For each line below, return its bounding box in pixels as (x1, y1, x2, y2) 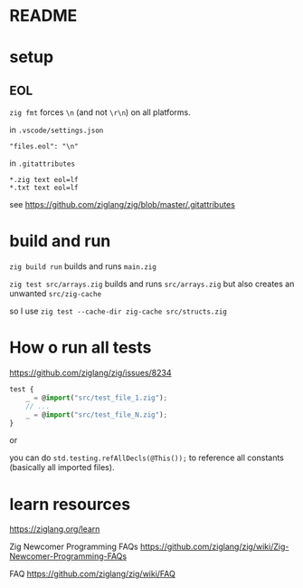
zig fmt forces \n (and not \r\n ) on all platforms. (9, 107, 192, 118)
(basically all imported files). (9, 462, 115, 473)
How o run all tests (9, 337, 152, 358)
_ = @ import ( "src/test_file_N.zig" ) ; (25, 410, 168, 419)
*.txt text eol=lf (9, 183, 79, 193)
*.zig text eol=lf (9, 176, 79, 185)
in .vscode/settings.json (9, 124, 104, 136)
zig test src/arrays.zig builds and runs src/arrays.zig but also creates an (9, 278, 295, 290)
